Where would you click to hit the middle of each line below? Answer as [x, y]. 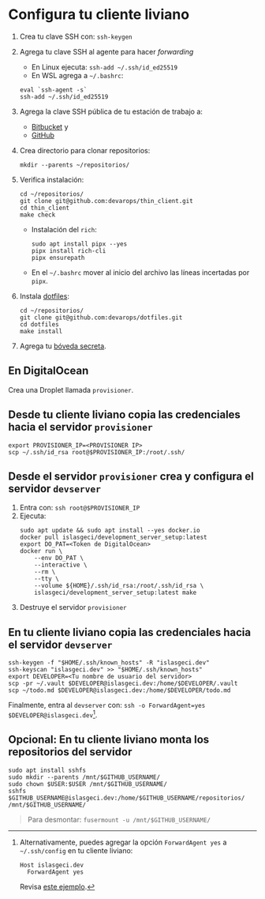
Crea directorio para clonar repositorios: [85, 150]
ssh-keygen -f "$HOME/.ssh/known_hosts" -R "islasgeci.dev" [109, 663]
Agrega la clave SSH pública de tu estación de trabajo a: [111, 111]
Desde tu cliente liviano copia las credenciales [124, 415]
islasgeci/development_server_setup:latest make [116, 593]
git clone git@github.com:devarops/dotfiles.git [101, 318]
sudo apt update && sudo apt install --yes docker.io [110, 531]
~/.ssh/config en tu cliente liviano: [76, 850]
